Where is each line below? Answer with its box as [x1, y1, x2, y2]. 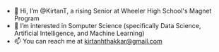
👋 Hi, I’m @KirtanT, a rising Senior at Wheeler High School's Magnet [13, 7, 212, 15]
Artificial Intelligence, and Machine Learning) [13, 29, 145, 37]
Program [13, 14, 40, 22]
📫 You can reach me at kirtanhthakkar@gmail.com [13, 37, 162, 45]
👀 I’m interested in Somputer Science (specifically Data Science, [13, 22, 201, 30]
